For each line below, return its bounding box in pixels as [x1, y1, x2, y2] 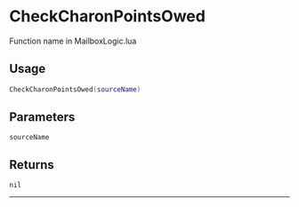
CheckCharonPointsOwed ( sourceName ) [9, 84, 141, 94]
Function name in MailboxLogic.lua [9, 36, 137, 46]
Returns [9, 157, 55, 172]
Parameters [9, 109, 76, 125]
